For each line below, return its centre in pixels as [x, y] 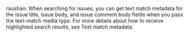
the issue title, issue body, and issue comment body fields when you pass [95, 15]
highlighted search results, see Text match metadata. [70, 27]
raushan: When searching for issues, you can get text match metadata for [94, 8]
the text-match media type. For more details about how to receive [85, 21]
